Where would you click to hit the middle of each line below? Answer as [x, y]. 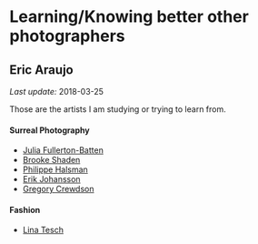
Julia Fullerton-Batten [63, 150]
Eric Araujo [42, 70]
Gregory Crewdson [58, 189]
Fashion [25, 209]
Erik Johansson [51, 179]
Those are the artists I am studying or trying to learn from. [118, 109]
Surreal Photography [50, 130]
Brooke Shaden [51, 160]
